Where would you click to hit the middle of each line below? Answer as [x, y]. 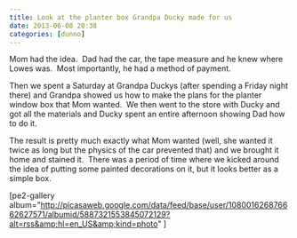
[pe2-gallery [32, 195]
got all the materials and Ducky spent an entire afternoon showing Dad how [147, 114]
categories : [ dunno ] [48, 34]
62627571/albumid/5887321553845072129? [90, 215]
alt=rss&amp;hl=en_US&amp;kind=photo [84, 224]
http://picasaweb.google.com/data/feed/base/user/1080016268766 [164, 205]
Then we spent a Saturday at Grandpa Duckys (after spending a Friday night [149, 86]
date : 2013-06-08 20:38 [53, 26]
